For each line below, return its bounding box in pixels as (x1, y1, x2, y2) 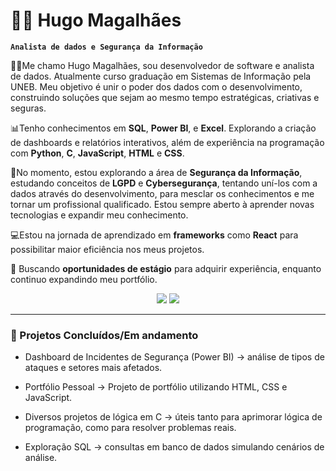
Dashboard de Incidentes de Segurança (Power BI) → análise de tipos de (24, 351, 325, 363)
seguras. (10, 102, 47, 114)
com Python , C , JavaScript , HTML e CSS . (10, 147, 185, 159)
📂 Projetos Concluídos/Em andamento (10, 328, 199, 342)
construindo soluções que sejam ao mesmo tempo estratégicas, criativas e (10, 91, 320, 103)
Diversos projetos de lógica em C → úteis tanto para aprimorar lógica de (24, 411, 323, 423)
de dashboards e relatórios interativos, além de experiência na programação (10, 136, 325, 148)
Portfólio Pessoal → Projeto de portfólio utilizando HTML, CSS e (24, 381, 288, 393)
